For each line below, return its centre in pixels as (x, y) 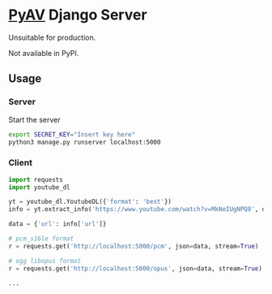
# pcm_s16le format (41, 239)
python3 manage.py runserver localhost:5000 (85, 142)
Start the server (34, 119)
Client (20, 162)
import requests (36, 179)
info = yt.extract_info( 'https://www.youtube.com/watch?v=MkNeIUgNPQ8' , (134, 210)
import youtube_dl (39, 187)
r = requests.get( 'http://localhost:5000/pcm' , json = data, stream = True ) (134, 246)
